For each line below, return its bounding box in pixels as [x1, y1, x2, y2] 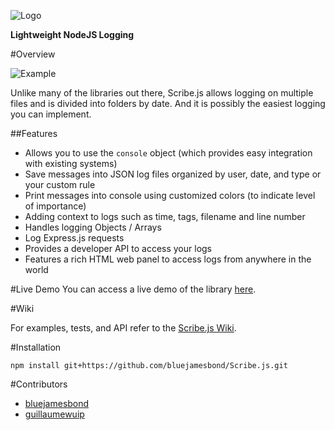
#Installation [10, 341, 62, 353]
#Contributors [10, 378, 68, 390]
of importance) [24, 200, 87, 212]
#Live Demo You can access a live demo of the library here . [10, 283, 257, 295]
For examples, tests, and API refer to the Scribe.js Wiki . [10, 322, 237, 334]
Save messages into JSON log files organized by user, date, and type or [24, 168, 322, 180]
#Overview [10, 48, 56, 60]
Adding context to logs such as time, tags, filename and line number [24, 211, 306, 222]
